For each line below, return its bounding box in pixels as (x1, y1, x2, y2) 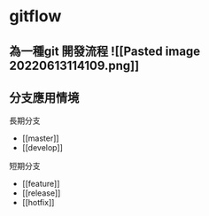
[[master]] (21, 133, 59, 143)
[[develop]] (21, 143, 64, 153)
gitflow (9, 6, 62, 27)
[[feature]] (21, 179, 60, 189)
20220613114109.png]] (9, 58, 140, 73)
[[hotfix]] (21, 197, 55, 208)
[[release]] (21, 188, 61, 198)
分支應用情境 (9, 90, 80, 105)
